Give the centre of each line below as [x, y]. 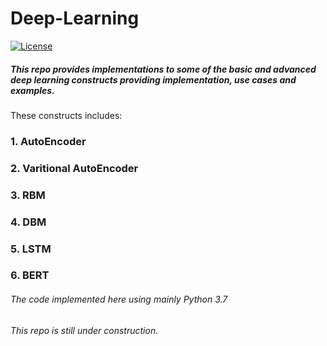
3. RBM [28, 195]
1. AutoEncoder [48, 141]
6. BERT [30, 275]
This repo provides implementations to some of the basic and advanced [163, 69]
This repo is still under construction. [84, 330]
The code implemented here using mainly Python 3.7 [119, 299]
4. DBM [28, 222]
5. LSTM [31, 249]
